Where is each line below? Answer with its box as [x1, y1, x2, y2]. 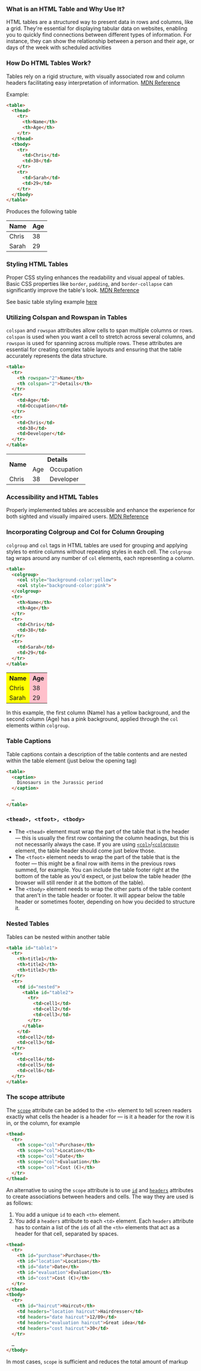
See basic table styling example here [6, 298, 98, 305]
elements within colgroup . [6, 722, 70, 729]
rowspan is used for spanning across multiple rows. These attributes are [6, 339, 182, 346]
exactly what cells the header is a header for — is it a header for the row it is [6, 1113, 195, 1120]
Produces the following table [6, 208, 77, 215]
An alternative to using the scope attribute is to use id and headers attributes [6, 1186, 194, 1193]
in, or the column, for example [6, 1119, 80, 1127]
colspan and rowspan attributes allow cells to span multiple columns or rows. [6, 327, 194, 334]
